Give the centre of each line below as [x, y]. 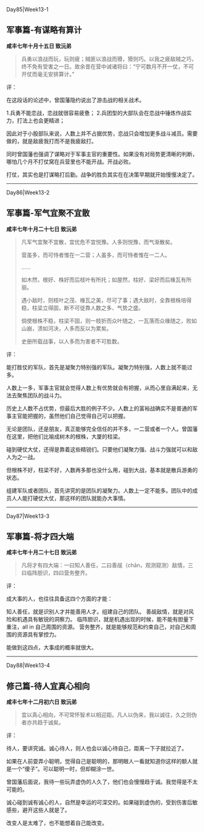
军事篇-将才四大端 [40, 537]
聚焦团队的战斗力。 [41, 395]
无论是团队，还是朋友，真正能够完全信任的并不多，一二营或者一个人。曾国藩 [102, 429]
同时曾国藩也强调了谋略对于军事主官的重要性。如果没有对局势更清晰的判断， [102, 154]
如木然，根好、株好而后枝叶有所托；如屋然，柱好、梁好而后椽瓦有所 [106, 280]
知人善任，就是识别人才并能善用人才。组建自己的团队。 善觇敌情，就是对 [97, 612]
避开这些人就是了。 [46, 810]
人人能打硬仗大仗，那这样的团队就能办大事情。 [70, 498]
